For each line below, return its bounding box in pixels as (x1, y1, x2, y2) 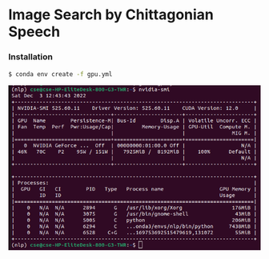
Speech (8, 22, 61, 41)
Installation (8, 51, 54, 63)
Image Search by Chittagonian (8, 6, 215, 24)
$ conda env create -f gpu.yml (8, 71, 113, 79)
